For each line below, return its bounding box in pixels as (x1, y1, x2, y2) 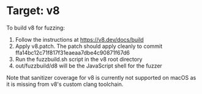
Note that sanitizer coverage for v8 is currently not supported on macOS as (6, 74, 196, 81)
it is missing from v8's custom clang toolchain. (6, 80, 124, 88)
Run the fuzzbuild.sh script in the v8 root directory (15, 55, 143, 63)
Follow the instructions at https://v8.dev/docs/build (15, 36, 144, 43)
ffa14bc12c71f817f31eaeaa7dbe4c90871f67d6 (15, 49, 130, 56)
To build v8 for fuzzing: (6, 24, 65, 31)
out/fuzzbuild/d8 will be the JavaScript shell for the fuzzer (15, 62, 162, 69)
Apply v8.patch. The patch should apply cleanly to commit (15, 42, 163, 50)
